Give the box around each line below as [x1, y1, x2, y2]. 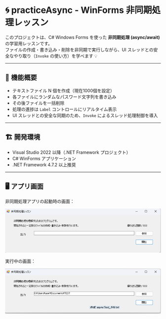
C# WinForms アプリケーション [12, 155, 77, 161]
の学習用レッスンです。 [5, 40, 53, 46]
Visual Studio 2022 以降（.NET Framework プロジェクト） [12, 149, 131, 155]
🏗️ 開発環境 [5, 133, 41, 141]
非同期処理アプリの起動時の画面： [5, 198, 75, 204]
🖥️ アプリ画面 [5, 182, 43, 191]
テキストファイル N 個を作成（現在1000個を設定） [12, 87, 115, 93]
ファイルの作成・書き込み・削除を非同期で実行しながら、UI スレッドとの [5, 47, 154, 53]
